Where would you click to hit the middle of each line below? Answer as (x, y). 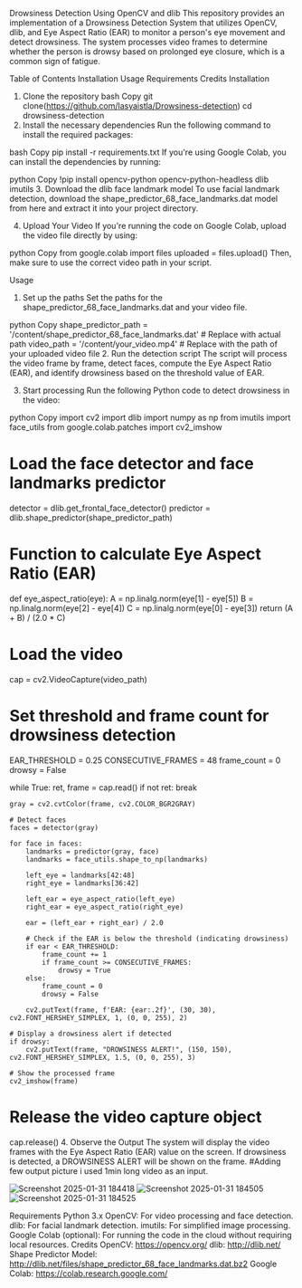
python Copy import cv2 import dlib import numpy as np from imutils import (150, 417)
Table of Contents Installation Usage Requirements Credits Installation (139, 79)
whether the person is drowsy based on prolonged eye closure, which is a (147, 52)
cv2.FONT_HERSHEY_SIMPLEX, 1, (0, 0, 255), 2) (99, 1017)
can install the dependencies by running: (85, 162)
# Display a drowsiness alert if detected (90, 1034)
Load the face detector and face (132, 464)
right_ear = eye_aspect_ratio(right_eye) (104, 907)
